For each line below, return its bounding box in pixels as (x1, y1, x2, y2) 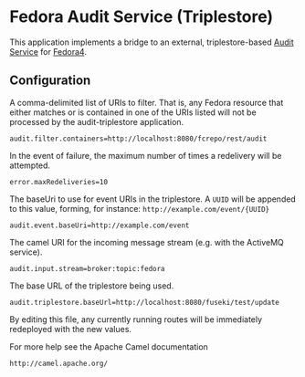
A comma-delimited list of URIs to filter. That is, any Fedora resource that (9, 97, 284, 108)
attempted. (9, 160, 51, 171)
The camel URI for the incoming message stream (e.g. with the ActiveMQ (9, 236, 285, 247)
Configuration (9, 73, 91, 89)
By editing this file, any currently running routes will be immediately (9, 313, 263, 325)
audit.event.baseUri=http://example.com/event (9, 221, 190, 230)
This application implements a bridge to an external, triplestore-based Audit (9, 37, 294, 47)
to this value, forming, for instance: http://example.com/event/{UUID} (9, 203, 270, 214)
